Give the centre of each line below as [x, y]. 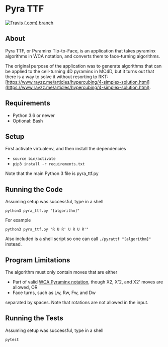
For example [18, 220]
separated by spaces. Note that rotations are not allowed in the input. [77, 302]
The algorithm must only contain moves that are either [61, 272]
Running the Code [34, 189]
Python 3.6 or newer [34, 115]
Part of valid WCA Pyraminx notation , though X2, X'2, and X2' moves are [88, 282]
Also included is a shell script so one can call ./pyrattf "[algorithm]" [78, 239]
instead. [14, 244]
